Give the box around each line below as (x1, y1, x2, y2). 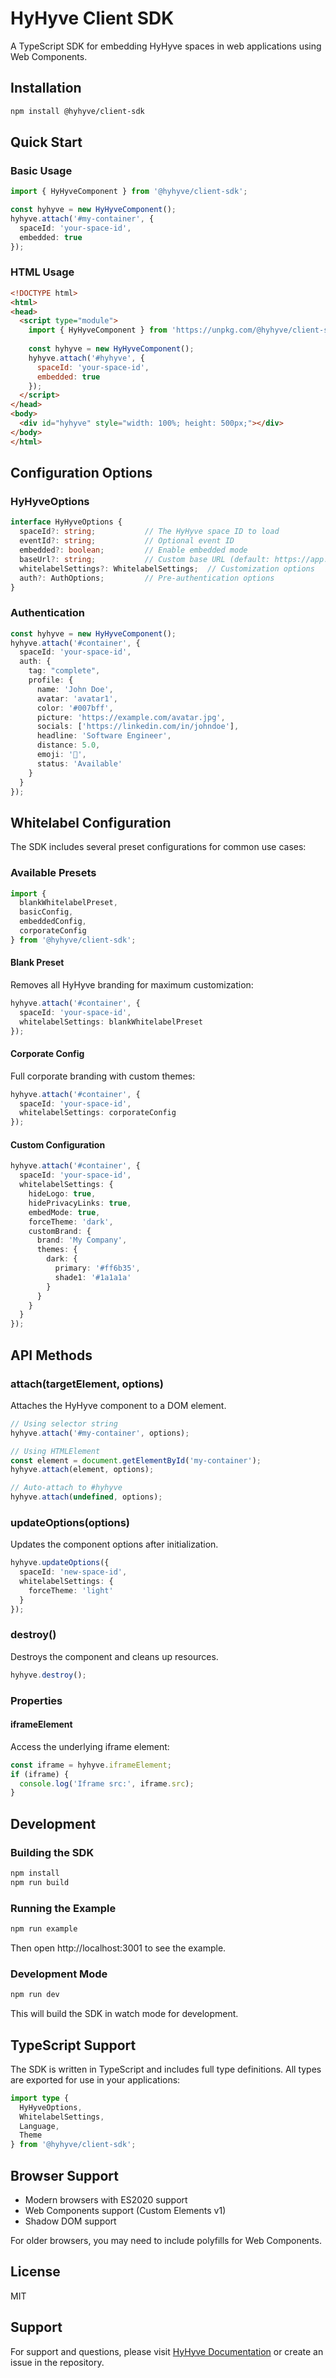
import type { (10, 2093, 70, 2103)
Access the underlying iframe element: (10, 1740, 170, 1752)
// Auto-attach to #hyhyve (10, 1483, 123, 1493)
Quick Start (10, 134, 83, 151)
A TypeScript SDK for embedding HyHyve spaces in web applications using (10, 40, 322, 52)
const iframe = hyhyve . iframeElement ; (10, 1760, 172, 1770)
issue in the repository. (10, 2356, 105, 2368)
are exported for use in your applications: (10, 2073, 181, 2086)
